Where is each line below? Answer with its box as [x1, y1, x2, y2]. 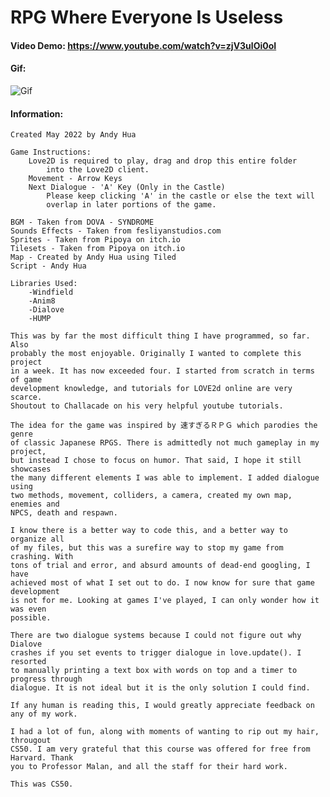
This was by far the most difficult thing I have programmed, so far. [10, 331, 311, 341]
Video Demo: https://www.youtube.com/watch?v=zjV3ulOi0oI [10, 39, 277, 51]
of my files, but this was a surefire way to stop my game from [10, 543, 284, 553]
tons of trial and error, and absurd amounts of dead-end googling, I [10, 561, 311, 571]
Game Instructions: [10, 147, 92, 158]
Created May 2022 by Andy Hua [10, 130, 137, 140]
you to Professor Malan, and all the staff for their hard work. [10, 762, 288, 772]
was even [10, 604, 47, 615]
